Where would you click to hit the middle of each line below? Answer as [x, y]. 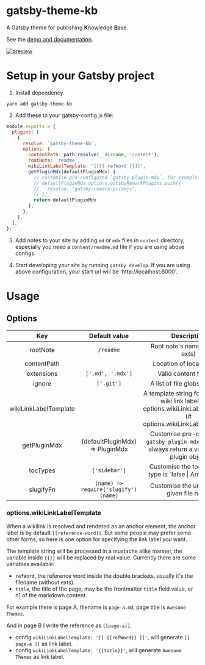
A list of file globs [175, 383]
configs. [26, 253]
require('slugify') [109, 489]
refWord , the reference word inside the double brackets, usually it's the [104, 576]
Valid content [177, 373]
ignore [42, 383]
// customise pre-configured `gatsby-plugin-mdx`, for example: [117, 178]
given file [180, 493]
